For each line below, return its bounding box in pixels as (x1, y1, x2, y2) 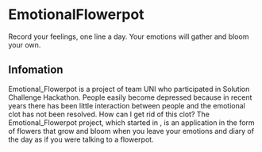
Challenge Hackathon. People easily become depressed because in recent (8, 93, 252, 102)
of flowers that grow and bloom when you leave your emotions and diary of (8, 126, 255, 135)
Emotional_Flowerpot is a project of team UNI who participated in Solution (8, 84, 250, 93)
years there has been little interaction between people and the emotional (8, 101, 246, 110)
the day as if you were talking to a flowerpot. (8, 135, 154, 144)
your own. (8, 40, 41, 49)
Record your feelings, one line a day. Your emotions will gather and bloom (8, 32, 249, 41)
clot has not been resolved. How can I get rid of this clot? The (8, 109, 210, 119)
